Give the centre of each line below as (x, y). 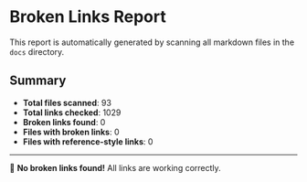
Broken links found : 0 (64, 122)
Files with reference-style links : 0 (88, 141)
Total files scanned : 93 (67, 102)
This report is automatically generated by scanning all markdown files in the (152, 42)
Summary (38, 81)
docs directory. (37, 51)
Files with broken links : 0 (71, 132)
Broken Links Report (88, 17)
